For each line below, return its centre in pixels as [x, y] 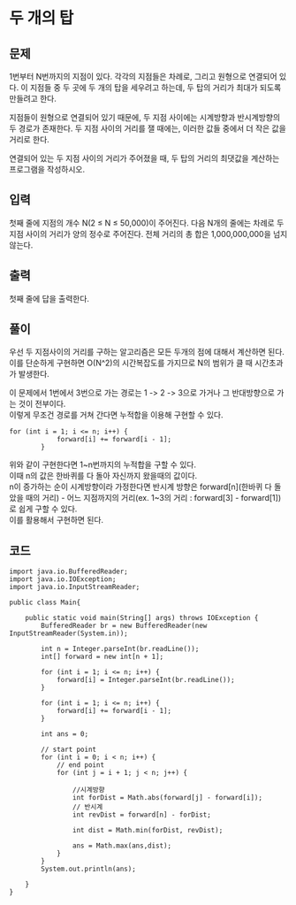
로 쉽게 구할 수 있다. [43, 509]
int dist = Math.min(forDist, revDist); [148, 831]
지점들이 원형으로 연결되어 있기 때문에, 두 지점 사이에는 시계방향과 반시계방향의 [145, 117]
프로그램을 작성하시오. [47, 169]
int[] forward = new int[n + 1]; [102, 657]
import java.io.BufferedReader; [68, 571]
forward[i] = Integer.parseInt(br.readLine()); [146, 680]
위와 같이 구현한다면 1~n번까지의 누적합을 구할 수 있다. [103, 464]
